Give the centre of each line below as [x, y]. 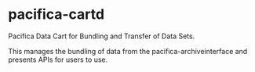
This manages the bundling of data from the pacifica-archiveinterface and [128, 51]
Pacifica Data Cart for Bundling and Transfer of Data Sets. [102, 36]
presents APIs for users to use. [58, 59]
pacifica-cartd [56, 14]
